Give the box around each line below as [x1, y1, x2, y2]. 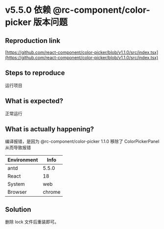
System [7, 181, 25, 187]
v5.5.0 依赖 [5, 4, 51, 16]
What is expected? [5, 97, 64, 105]
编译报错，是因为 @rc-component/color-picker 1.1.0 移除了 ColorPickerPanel [5, 138, 160, 144]
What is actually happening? [5, 125, 94, 134]
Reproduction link [5, 36, 60, 45]
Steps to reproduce [5, 69, 65, 77]
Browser [7, 189, 27, 196]
